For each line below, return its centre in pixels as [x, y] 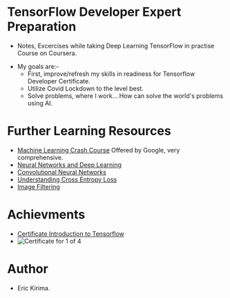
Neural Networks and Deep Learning [69, 165]
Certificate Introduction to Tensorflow [70, 234]
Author [28, 269]
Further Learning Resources [89, 131]
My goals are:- [38, 66]
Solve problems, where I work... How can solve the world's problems [125, 96]
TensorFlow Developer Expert [94, 12]
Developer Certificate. [59, 81]
